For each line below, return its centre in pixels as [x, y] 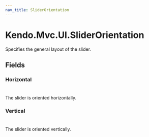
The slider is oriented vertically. [38, 129]
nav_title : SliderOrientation [37, 10]
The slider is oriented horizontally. [41, 98]
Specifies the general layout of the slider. [48, 49]
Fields [15, 65]
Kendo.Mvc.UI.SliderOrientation [75, 35]
